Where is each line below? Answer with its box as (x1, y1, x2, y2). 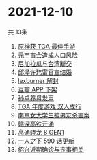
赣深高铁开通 (17, 119, 54, 128)
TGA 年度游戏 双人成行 (17, 102, 82, 111)
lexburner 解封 (17, 76, 59, 84)
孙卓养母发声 (17, 93, 54, 102)
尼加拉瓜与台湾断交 (17, 59, 72, 67)
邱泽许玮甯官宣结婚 (17, 68, 72, 76)
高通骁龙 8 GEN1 (17, 128, 64, 136)
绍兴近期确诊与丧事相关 (17, 145, 84, 153)
